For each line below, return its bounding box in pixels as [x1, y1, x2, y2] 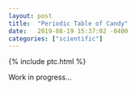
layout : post [8, 11, 53, 20]
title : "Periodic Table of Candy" [8, 19, 129, 28]
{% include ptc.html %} [8, 57, 87, 66]
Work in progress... [8, 72, 72, 82]
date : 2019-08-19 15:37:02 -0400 [8, 27, 129, 35]
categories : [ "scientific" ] [8, 34, 104, 43]
